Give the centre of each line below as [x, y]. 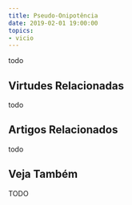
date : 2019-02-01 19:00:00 [53, 23]
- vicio [21, 38]
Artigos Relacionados [63, 130]
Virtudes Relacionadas [66, 86]
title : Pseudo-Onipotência [53, 16]
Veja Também [43, 174]
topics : [21, 30]
